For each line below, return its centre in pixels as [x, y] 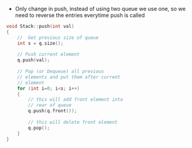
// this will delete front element [73, 122]
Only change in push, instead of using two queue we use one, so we [100, 9]
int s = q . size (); [40, 43]
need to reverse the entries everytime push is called [80, 15]
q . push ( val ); [34, 60]
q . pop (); [39, 128]
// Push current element [48, 55]
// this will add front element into [75, 99]
